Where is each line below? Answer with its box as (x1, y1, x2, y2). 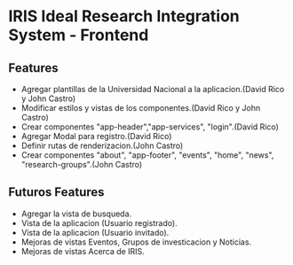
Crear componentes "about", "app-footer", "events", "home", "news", (20, 150, 274, 160)
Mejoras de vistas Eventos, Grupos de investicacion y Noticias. (20, 237, 252, 247)
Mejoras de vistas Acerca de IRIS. (20, 246, 146, 256)
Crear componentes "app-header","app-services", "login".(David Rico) (20, 121, 279, 132)
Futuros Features (8, 184, 105, 200)
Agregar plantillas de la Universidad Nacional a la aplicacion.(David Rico (20, 84, 285, 94)
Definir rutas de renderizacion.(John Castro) (20, 140, 184, 151)
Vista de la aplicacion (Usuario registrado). (20, 217, 178, 228)
